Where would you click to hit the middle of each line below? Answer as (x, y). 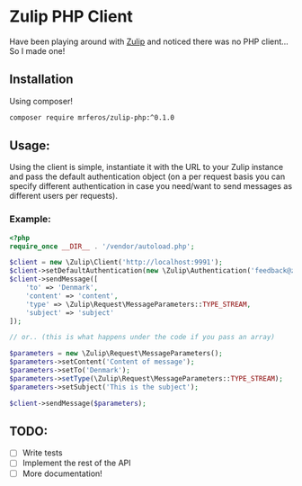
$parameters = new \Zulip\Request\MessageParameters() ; (116, 354)
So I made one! (37, 50)
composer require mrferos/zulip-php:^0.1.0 (92, 117)
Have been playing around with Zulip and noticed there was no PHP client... (149, 41)
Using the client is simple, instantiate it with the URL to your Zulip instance (147, 167)
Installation (41, 80)
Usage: (30, 146)
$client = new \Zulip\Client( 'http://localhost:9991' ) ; (116, 263)
